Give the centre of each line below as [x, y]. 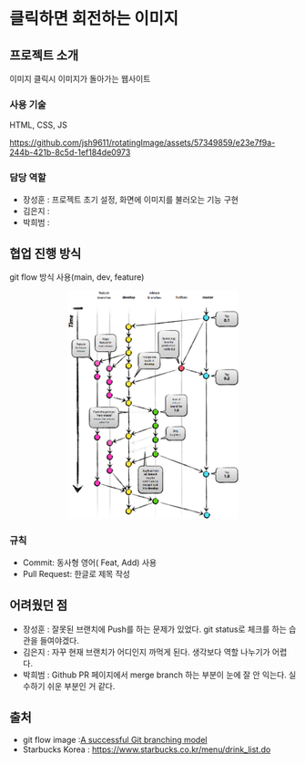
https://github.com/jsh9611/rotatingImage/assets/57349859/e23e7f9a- [142, 143]
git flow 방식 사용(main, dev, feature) [77, 277]
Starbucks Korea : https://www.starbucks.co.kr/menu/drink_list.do [147, 749]
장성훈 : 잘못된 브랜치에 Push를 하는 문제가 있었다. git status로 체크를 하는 [154, 629]
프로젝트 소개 [44, 55]
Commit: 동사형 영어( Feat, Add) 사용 [90, 563]
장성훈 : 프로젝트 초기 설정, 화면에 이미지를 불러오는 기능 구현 [131, 199]
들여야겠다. [59, 640]
